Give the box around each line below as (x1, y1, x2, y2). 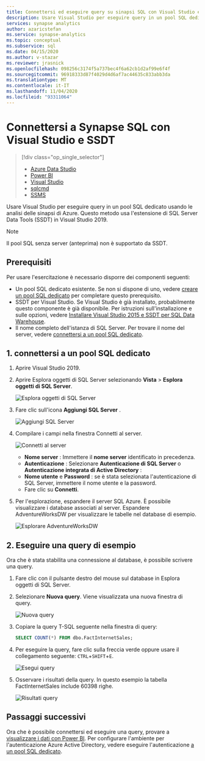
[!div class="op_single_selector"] (21, 153, 105, 160)
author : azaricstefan (6, 26, 62, 32)
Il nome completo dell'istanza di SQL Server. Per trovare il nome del (15, 324, 185, 331)
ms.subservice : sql (6, 43, 56, 49)
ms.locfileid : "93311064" (6, 94, 72, 100)
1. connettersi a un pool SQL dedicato (6, 348, 151, 359)
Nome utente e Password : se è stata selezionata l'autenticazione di (24, 473, 196, 481)
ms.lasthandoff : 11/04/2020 (6, 88, 78, 95)
